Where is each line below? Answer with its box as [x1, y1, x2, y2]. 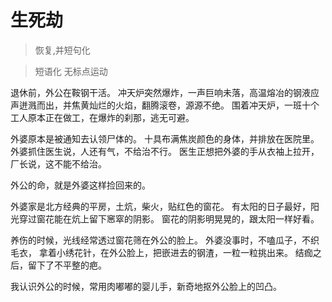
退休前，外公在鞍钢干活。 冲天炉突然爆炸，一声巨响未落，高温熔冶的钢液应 [10, 86, 320, 98]
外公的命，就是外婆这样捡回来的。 [10, 179, 151, 191]
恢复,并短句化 [34, 44, 91, 56]
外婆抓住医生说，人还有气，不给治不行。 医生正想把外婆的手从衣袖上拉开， [10, 145, 320, 157]
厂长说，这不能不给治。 [10, 157, 107, 170]
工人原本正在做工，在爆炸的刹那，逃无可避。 [10, 111, 195, 123]
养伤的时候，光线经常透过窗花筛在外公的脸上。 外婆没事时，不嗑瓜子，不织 [10, 234, 320, 246]
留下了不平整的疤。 [27, 259, 107, 271]
